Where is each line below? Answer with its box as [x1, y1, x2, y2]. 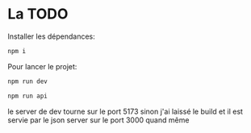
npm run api [7, 92, 48, 100]
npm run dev [7, 77, 48, 85]
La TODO [7, 5, 69, 23]
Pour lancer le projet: [7, 61, 77, 71]
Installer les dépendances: [7, 31, 95, 41]
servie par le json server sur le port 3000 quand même [7, 114, 190, 125]
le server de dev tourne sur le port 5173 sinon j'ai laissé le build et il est [7, 106, 244, 116]
